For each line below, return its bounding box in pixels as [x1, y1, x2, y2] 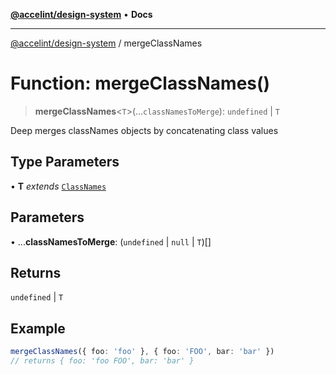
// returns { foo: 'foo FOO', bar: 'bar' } [10, 356, 195, 366]
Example [10, 320, 66, 337]
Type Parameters [10, 154, 120, 171]
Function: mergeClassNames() [10, 72, 271, 95]
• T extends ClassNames [10, 180, 107, 192]
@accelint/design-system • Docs [10, 9, 153, 20]
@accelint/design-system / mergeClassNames [10, 37, 203, 49]
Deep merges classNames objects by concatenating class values [10, 124, 279, 136]
